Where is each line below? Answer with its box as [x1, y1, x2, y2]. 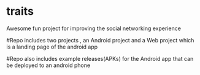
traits [6, 4, 34, 18]
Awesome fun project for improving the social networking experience [6, 25, 181, 32]
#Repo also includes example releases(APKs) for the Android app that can [6, 55, 194, 62]
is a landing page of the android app [6, 43, 98, 50]
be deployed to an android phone [6, 61, 91, 69]
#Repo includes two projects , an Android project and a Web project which [6, 36, 194, 44]
